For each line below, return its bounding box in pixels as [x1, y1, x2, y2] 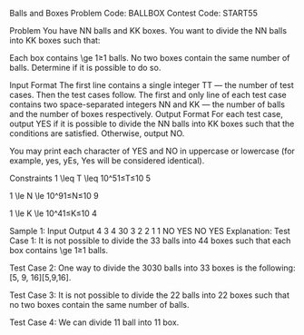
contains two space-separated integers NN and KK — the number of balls [9, 99, 286, 110]
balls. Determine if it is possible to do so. [9, 63, 162, 73]
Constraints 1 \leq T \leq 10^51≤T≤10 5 [9, 172, 152, 183]
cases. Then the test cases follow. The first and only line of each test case [9, 90, 288, 100]
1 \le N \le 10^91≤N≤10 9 [9, 191, 99, 201]
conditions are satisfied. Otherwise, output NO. [9, 128, 185, 139]
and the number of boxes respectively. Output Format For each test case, [9, 109, 284, 119]
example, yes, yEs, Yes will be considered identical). [9, 155, 205, 166]
